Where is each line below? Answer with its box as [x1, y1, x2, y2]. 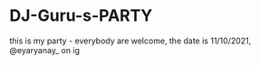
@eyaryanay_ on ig [9, 44, 80, 55]
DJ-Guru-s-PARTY [9, 5, 153, 26]
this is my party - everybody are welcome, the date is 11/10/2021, [9, 35, 252, 46]
